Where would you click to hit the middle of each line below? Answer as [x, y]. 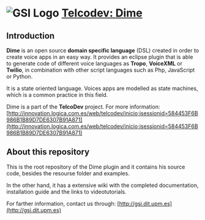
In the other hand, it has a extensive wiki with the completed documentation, [102, 185]
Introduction [31, 36]
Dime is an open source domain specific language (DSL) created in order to [103, 50]
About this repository [48, 152]
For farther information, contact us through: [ [63, 203]
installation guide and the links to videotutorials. [66, 192]
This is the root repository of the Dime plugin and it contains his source [96, 167]
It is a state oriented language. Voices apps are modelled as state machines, [102, 88]
